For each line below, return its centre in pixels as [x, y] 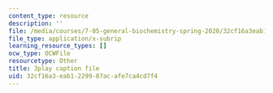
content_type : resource [49, 16]
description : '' [36, 23]
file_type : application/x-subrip [65, 38]
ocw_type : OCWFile [39, 53]
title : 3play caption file [54, 69]
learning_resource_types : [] [58, 46]
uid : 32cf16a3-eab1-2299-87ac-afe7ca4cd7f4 [83, 76]
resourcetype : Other [43, 61]
